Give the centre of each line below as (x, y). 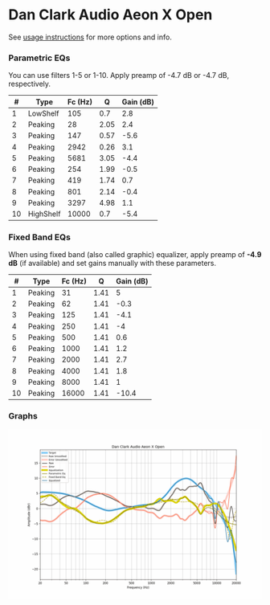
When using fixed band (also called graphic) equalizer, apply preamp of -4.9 (135, 255)
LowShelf (43, 113)
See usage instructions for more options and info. (90, 37)
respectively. (29, 84)
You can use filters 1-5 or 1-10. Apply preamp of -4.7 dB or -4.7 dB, (119, 76)
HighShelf (44, 214)
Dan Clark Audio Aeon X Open (110, 15)
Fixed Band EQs (39, 237)
